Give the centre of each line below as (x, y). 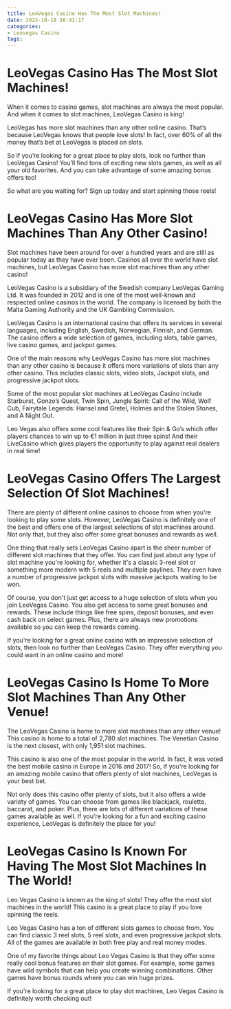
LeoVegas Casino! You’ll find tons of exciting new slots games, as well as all (114, 163)
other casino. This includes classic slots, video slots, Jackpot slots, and (108, 373)
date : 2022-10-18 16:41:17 (46, 20)
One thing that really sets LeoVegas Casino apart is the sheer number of (109, 548)
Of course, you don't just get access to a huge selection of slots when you (112, 597)
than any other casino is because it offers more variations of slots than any (113, 365)
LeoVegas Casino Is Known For (97, 852)
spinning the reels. (33, 914)
